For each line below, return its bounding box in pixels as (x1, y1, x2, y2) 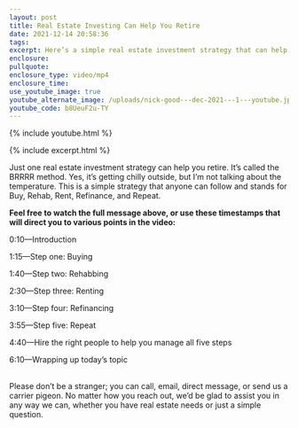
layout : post (9, 12, 58, 22)
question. (9, 409, 44, 420)
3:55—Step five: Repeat (9, 320, 96, 331)
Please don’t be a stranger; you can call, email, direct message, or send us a (9, 381, 288, 392)
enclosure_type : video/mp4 (9, 71, 109, 80)
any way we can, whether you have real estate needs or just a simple (9, 400, 262, 410)
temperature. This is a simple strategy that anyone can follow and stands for (9, 181, 287, 191)
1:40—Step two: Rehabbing (9, 268, 109, 279)
